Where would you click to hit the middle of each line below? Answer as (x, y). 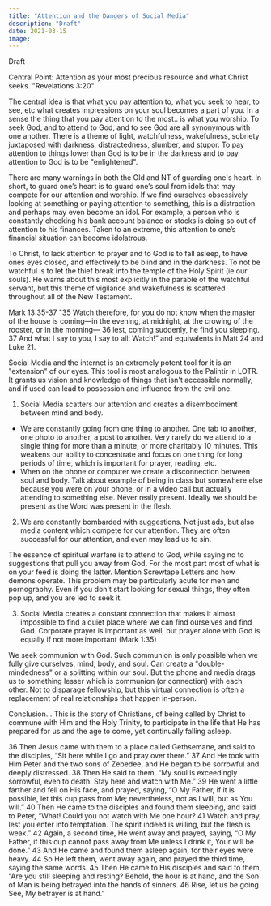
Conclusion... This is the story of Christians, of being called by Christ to (127, 714)
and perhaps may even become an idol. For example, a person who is (124, 213)
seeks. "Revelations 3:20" (51, 86)
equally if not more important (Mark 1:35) (88, 640)
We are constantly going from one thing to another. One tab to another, (138, 429)
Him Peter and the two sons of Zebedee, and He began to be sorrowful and (134, 764)
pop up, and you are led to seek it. (66, 598)
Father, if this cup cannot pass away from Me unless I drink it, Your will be (131, 842)
